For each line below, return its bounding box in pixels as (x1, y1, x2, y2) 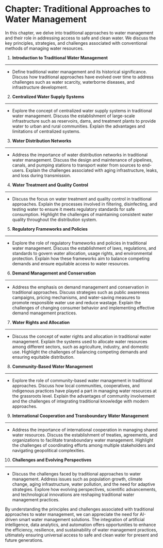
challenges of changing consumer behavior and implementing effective (12, 305, 155, 311)
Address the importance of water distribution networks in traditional (12, 152, 148, 158)
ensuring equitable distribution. (12, 354, 75, 360)
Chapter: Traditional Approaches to (5, 3, 151, 15)
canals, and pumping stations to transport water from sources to (12, 162, 141, 168)
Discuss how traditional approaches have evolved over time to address (12, 74, 154, 80)
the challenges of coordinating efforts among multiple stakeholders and (12, 442, 155, 448)
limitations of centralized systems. (12, 128, 81, 134)
